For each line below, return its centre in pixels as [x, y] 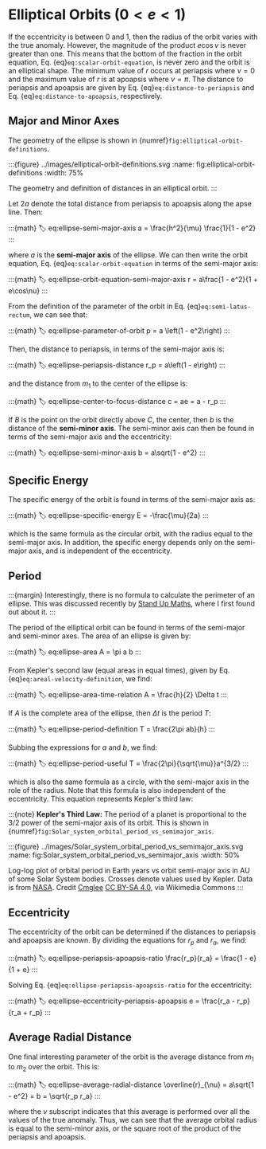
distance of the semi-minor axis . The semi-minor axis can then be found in [131, 428]
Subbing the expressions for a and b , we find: [83, 747]
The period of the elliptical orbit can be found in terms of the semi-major [127, 628]
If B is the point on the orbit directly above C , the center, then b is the [121, 419]
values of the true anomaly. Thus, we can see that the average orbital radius [133, 1120]
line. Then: [25, 212]
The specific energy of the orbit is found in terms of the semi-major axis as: [132, 500]
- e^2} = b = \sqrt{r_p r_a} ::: [54, 1096]
